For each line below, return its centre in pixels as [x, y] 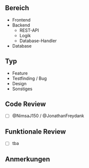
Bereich [17, 8]
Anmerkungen [28, 159]
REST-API [29, 30]
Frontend [21, 20]
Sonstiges [22, 89]
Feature [20, 73]
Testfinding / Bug [30, 78]
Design [19, 83]
